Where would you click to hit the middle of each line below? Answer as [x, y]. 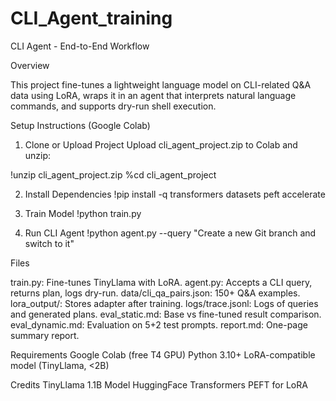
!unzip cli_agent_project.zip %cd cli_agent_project [113, 174]
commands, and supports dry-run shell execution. [113, 106]
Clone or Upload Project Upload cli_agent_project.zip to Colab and [161, 144]
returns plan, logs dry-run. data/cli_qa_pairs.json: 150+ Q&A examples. [155, 293]
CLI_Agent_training [91, 18]
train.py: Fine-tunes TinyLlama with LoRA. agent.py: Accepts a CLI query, [161, 282]
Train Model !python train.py [83, 213]
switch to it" [49, 243]
